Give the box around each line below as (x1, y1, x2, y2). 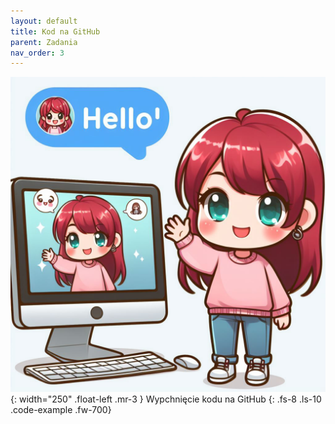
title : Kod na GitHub (10, 26, 101, 37)
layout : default (10, 16, 78, 26)
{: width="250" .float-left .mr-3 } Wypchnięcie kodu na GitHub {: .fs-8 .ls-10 (10, 393, 322, 405)
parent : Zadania (10, 37, 78, 47)
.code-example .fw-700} (10, 404, 112, 416)
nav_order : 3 (10, 48, 65, 58)
